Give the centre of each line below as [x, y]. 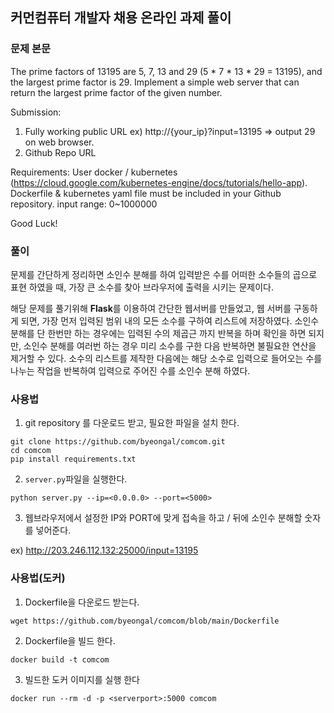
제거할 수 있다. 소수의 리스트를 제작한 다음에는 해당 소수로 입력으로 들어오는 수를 [166, 358]
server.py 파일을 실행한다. [76, 479]
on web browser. [59, 142]
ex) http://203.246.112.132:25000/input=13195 [104, 550]
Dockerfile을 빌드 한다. [70, 640]
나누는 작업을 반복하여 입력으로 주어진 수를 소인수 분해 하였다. [130, 370]
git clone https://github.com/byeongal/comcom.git [118, 442]
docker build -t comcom [60, 659]
